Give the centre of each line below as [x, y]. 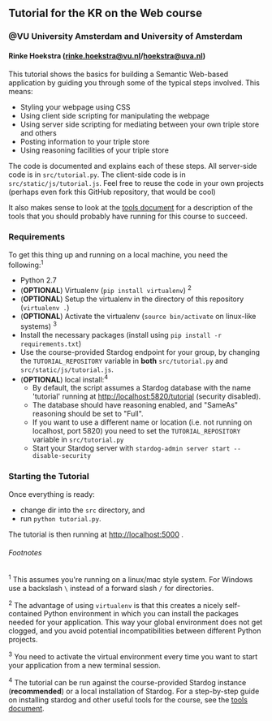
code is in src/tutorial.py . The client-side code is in [97, 175]
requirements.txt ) [51, 343]
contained [25, 614]
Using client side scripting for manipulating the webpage [114, 115]
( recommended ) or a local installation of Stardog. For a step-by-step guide [134, 691]
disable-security [62, 456]
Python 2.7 [38, 280]
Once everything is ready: [52, 494]
